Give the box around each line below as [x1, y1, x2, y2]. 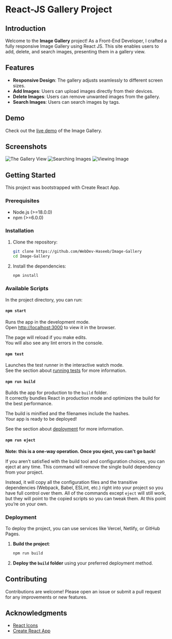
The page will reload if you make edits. [5, 334, 87, 340]
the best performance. [5, 401, 53, 407]
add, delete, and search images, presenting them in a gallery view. [5, 49, 146, 54]
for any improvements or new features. [5, 594, 88, 600]
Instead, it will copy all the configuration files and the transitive [5, 479, 138, 485]
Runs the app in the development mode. [5, 318, 90, 325]
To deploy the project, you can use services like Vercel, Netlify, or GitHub [5, 525, 160, 531]
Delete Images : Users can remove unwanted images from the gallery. [12, 93, 160, 100]
